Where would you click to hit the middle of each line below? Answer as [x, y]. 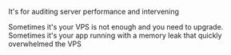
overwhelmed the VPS [45, 44]
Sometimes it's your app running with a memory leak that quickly [115, 35]
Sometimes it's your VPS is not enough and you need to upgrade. [116, 27]
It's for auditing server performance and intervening [94, 12]
